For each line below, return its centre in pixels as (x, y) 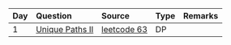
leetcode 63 (124, 29)
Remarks (201, 16)
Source (115, 16)
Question (54, 16)
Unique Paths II (65, 29)
